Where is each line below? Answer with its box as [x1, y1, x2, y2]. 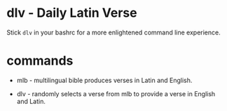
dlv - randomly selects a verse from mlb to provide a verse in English [16, 89, 216, 98]
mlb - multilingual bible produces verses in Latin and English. [16, 76, 193, 84]
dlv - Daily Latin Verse [6, 5, 137, 21]
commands [6, 53, 74, 69]
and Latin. [16, 97, 46, 105]
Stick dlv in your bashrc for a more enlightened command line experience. [6, 28, 221, 37]
